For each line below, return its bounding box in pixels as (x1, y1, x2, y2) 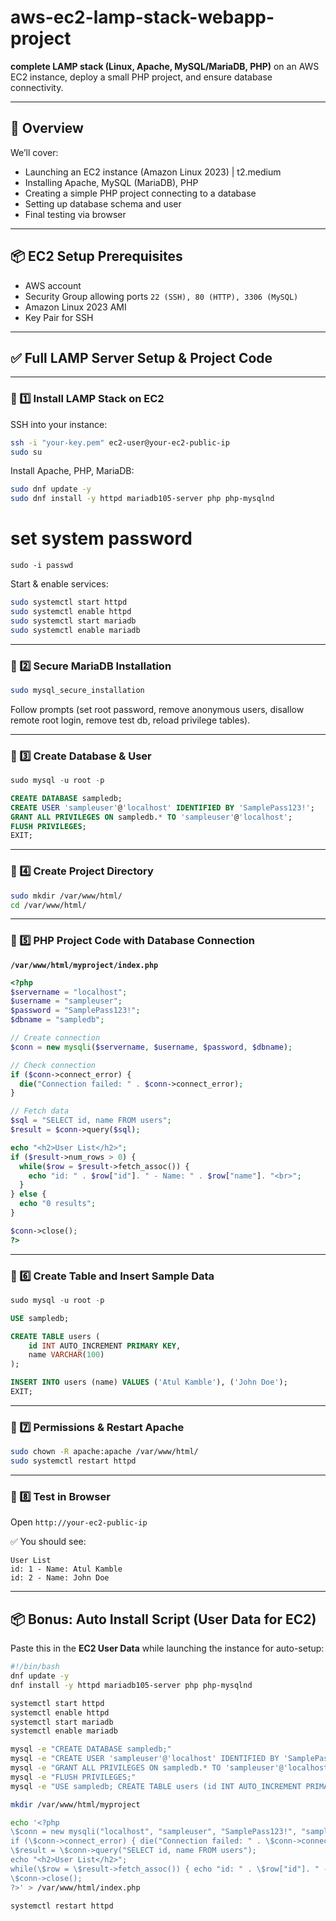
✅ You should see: (10, 1536, 87, 1548)
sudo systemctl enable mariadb (10, 625, 141, 635)
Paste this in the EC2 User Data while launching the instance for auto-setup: (10, 1642, 325, 1655)
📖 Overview (10, 120, 84, 137)
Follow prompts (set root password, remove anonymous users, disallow (10, 703, 305, 715)
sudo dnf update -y (10, 484, 92, 495)
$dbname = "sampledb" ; (10, 1015, 105, 1025)
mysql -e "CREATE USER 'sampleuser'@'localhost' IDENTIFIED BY (10, 1754, 280, 1764)
